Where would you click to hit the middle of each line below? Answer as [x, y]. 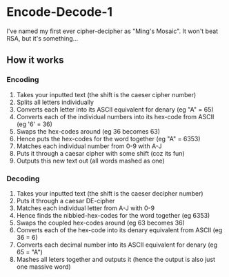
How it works [35, 60]
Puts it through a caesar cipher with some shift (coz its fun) [100, 153]
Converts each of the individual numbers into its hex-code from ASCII [115, 116]
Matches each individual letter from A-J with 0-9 [86, 208]
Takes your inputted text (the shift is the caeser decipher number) [110, 193]
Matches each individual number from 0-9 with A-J [89, 146]
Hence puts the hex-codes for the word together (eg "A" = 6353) [108, 138]
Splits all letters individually [55, 102]
